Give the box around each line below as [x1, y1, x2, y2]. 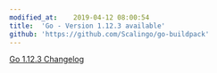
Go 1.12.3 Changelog [9, 54, 85, 65]
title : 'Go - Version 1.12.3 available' [9, 21, 166, 30]
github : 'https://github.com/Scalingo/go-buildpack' [9, 29, 210, 38]
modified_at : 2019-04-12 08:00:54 [9, 12, 150, 22]
